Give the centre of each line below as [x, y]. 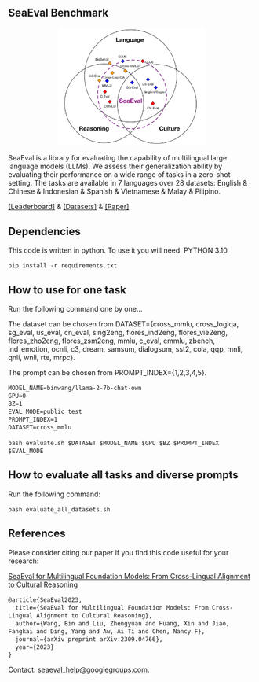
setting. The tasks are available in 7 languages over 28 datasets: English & [128, 183]
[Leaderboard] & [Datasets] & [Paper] [69, 207]
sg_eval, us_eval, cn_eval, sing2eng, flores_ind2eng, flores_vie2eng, [118, 333]
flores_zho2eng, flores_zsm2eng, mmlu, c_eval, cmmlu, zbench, [112, 341]
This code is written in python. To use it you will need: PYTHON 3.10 [118, 250]
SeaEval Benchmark [58, 13]
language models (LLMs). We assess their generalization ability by [115, 166]
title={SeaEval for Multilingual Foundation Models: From [112, 608]
